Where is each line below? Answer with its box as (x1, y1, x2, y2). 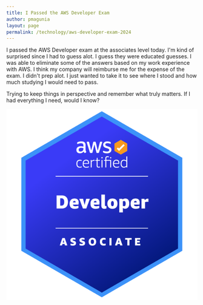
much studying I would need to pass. (6, 79, 99, 86)
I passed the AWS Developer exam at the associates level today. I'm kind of (6, 46, 195, 54)
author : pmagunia (6, 16, 50, 22)
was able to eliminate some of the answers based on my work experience (6, 59, 190, 67)
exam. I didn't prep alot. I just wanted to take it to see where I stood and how (6, 72, 197, 79)
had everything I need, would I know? (6, 97, 100, 104)
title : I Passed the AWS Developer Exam (6, 10, 110, 16)
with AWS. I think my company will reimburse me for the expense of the (6, 65, 185, 73)
